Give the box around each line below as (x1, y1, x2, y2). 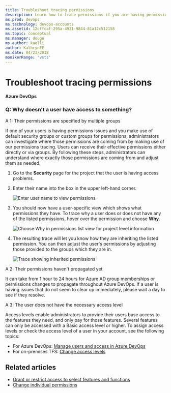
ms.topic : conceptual (5, 31, 51, 36)
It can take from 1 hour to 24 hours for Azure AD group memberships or (5, 276, 155, 282)
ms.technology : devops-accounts (5, 21, 74, 27)
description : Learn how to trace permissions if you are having (5, 12, 145, 17)
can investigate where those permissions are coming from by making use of (5, 138, 164, 144)
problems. (12, 175, 34, 181)
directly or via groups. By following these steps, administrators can (5, 149, 146, 155)
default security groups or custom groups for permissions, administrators (5, 133, 159, 139)
